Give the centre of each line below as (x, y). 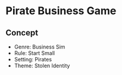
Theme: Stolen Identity (42, 66)
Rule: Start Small (34, 53)
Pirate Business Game (61, 11)
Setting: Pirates (33, 59)
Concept (22, 33)
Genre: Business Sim (40, 47)
